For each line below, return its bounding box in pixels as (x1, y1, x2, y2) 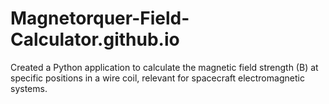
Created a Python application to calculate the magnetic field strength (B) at (10, 61, 319, 73)
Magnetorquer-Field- (10, 7, 190, 30)
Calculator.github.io (10, 28, 180, 51)
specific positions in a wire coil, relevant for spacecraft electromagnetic (10, 72, 305, 84)
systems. (10, 82, 48, 94)
